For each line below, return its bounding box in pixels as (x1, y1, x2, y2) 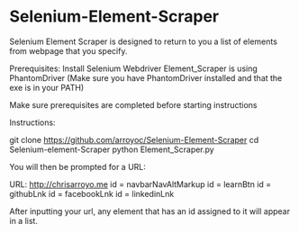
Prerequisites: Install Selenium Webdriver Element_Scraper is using (9, 63, 258, 74)
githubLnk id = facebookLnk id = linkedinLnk (9, 188, 175, 199)
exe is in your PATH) (9, 82, 84, 93)
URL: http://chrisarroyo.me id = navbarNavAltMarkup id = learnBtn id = (9, 178, 272, 190)
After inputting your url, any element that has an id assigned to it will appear (9, 205, 291, 217)
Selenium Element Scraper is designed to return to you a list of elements (9, 36, 277, 47)
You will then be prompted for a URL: (9, 161, 147, 172)
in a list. (9, 215, 39, 226)
